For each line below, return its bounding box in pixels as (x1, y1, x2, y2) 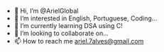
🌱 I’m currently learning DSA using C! (13, 22, 123, 30)
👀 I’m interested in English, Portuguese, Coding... (13, 14, 158, 22)
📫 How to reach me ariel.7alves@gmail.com (13, 37, 144, 45)
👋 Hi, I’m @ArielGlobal (13, 7, 79, 15)
